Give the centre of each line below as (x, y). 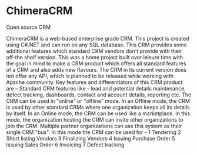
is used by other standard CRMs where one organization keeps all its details (98, 107)
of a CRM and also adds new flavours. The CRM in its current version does (96, 69)
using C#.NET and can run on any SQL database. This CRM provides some (96, 45)
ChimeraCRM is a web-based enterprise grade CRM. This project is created (98, 38)
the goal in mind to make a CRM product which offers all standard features (96, 63)
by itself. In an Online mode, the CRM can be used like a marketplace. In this (98, 113)
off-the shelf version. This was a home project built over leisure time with (95, 57)
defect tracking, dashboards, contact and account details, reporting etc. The (99, 95)
